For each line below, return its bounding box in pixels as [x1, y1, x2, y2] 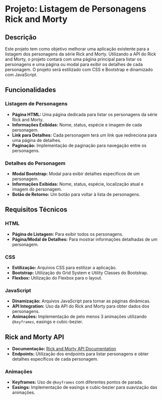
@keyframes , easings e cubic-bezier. [12, 319, 83, 325]
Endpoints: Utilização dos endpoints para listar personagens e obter [12, 351, 149, 357]
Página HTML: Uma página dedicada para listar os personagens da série [12, 111, 158, 117]
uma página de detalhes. [12, 137, 61, 143]
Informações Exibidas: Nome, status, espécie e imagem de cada [12, 122, 142, 127]
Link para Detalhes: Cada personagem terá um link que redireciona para [12, 132, 157, 138]
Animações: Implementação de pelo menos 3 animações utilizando [12, 313, 147, 319]
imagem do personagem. [12, 186, 62, 192]
